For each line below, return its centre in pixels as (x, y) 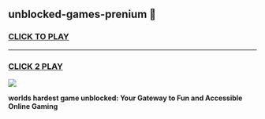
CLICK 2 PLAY (35, 66)
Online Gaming (33, 106)
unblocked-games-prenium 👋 (82, 14)
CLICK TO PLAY (39, 37)
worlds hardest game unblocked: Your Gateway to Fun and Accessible (125, 98)
